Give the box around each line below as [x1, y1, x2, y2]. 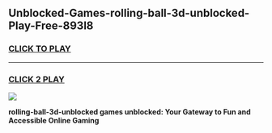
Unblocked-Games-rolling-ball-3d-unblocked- [8, 6, 250, 20]
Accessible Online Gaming [8, 115, 100, 125]
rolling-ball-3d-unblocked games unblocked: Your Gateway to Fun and [8, 106, 251, 116]
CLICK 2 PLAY [8, 73, 65, 85]
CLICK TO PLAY [8, 44, 71, 55]
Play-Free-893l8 [8, 19, 94, 33]
